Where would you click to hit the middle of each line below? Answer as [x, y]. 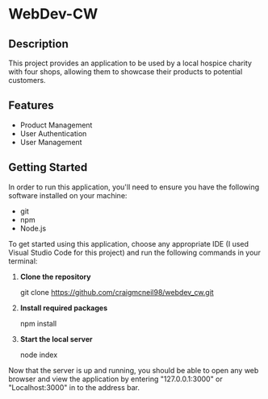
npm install [38, 323]
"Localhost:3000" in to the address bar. [74, 387]
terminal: [23, 261]
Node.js [33, 228]
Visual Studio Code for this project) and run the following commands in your [134, 252]
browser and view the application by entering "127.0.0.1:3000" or [116, 379]
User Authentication [53, 133]
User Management [51, 142]
